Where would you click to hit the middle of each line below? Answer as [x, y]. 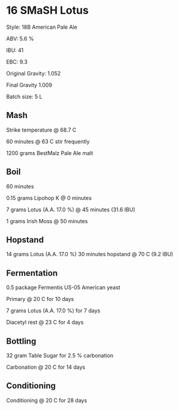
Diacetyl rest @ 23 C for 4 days [45, 322]
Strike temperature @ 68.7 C [41, 130]
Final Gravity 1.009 [29, 85]
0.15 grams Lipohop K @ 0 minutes [49, 198]
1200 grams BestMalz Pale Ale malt [50, 153]
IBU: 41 [15, 50]
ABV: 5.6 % [20, 38]
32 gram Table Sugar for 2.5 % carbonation [60, 356]
